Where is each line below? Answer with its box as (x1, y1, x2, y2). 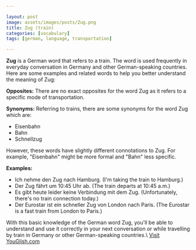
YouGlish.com (6, 238, 40, 245)
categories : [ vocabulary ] (6, 30, 70, 36)
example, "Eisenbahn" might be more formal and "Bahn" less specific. (6, 153, 177, 160)
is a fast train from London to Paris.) (14, 207, 102, 215)
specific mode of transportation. (6, 94, 84, 101)
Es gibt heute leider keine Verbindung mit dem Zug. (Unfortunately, (14, 189, 178, 196)
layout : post (6, 14, 38, 20)
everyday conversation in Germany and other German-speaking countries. (6, 63, 187, 71)
